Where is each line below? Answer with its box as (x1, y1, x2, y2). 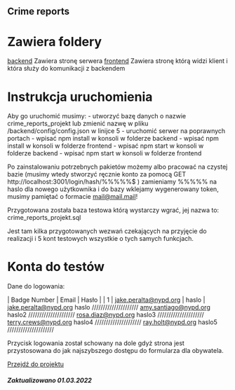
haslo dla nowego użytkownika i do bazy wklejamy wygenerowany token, (7, 185, 219, 193)
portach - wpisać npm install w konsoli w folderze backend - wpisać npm (7, 134, 219, 143)
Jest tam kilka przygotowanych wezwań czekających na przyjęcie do (7, 227, 207, 235)
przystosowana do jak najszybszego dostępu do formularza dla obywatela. (7, 347, 224, 355)
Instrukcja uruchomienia (7, 89, 153, 104)
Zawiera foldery (7, 34, 102, 50)
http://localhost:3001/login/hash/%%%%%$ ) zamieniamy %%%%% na (7, 178, 217, 186)
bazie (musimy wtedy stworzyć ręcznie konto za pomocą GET (7, 170, 187, 179)
